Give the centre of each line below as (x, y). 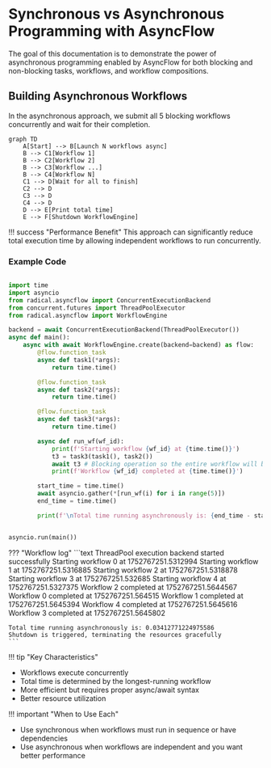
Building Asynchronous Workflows (98, 97)
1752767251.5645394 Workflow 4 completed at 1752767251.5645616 (123, 604)
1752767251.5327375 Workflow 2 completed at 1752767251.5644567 (123, 587)
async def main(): (39, 338)
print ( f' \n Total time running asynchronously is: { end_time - (144, 515)
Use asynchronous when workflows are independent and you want (131, 747)
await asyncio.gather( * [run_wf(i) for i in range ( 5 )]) (131, 494)
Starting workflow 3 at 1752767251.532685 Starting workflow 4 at (117, 578)
